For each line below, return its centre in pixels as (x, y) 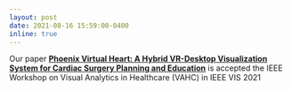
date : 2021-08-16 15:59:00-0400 (69, 26)
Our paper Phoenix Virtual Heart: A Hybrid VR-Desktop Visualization (138, 59)
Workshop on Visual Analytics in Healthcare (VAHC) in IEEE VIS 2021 (135, 78)
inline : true (33, 34)
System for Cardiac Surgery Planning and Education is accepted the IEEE (146, 68)
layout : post (33, 17)
